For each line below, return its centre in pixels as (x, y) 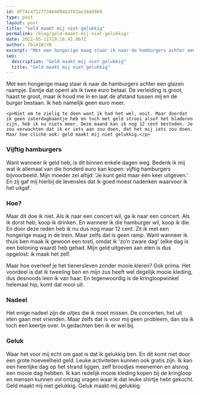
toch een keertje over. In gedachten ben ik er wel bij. (71, 325)
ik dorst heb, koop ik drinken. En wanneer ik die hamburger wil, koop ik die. (98, 222)
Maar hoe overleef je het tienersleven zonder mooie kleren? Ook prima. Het (99, 265)
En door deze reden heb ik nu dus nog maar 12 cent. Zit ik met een (87, 228)
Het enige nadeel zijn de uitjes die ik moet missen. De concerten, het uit (94, 313)
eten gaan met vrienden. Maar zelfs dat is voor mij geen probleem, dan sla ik (100, 319)
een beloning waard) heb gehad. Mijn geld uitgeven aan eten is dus (89, 247)
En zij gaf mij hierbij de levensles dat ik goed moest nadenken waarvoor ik (97, 181)
